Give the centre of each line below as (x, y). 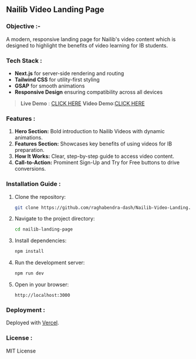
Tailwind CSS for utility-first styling (57, 79)
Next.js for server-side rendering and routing (69, 73)
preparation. (29, 150)
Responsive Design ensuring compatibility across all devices (89, 92)
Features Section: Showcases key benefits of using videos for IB (93, 144)
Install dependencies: (40, 241)
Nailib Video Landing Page (55, 10)
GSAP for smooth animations (50, 86)
